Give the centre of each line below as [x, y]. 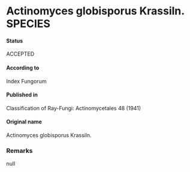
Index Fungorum [26, 81]
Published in [22, 95]
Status [15, 41]
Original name [24, 122]
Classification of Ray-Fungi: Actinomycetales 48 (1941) [74, 108]
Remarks [19, 150]
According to [23, 68]
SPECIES [28, 24]
